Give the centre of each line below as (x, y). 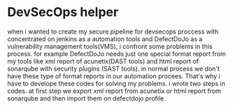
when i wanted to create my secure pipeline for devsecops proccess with (113, 31)
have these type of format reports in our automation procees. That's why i (114, 76)
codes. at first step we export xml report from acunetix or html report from (114, 91)
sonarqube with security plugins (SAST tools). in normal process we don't (114, 68)
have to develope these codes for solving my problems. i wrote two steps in (116, 83)
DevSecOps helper (63, 12)
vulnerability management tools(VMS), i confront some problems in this (110, 46)
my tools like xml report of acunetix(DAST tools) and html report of (103, 61)
